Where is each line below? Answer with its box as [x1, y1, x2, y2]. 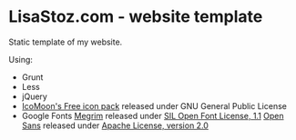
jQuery [21, 91, 47, 102]
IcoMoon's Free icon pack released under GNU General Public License [21, 100, 288, 111]
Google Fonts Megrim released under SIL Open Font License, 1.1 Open [21, 110, 284, 121]
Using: [8, 54, 34, 65]
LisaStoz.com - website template [8, 6, 263, 27]
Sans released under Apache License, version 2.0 [21, 120, 209, 131]
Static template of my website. [8, 36, 123, 47]
